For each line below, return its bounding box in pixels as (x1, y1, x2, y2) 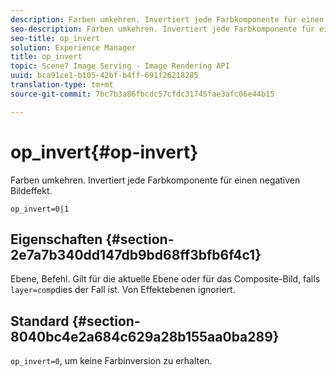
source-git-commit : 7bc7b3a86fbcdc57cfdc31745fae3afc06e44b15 (10, 89, 275, 99)
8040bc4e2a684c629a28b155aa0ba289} (10, 328, 280, 345)
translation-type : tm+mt (10, 80, 114, 90)
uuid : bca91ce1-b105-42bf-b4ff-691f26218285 (10, 71, 199, 81)
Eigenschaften (10, 231, 103, 248)
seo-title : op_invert (10, 33, 101, 43)
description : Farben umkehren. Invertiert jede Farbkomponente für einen (10, 14, 325, 25)
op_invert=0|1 (10, 204, 70, 214)
